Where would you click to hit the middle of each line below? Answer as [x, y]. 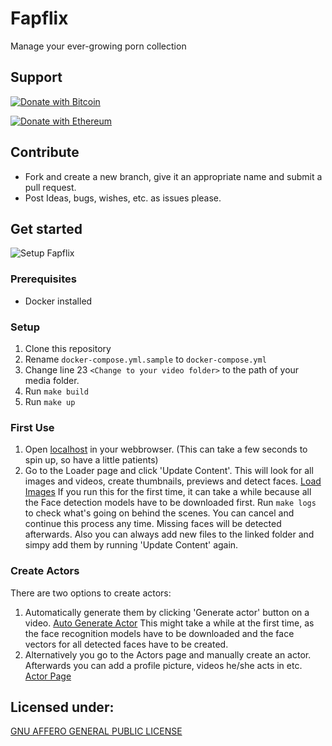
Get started [46, 228]
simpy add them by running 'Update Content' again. [131, 545]
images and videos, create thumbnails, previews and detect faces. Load [173, 481]
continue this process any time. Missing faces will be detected [153, 524]
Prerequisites [43, 279]
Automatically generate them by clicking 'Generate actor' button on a [167, 612]
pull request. [50, 187]
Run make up [50, 401]
